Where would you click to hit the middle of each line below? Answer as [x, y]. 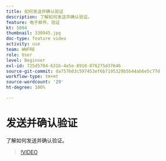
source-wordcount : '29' [35, 82]
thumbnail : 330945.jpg [33, 33]
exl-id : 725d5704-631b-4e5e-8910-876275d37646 [63, 66]
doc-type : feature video [36, 38]
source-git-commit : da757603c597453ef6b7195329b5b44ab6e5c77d [83, 71]
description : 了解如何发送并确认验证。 [49, 17]
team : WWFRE [20, 50]
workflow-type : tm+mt [32, 76]
